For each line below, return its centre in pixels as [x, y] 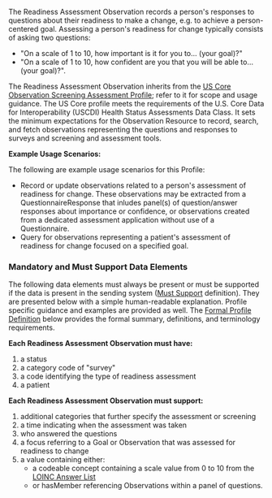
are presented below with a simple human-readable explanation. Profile [128, 302]
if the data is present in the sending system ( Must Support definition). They [134, 293]
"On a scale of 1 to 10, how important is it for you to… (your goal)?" [132, 53]
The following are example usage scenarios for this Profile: [107, 169]
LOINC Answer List [64, 477]
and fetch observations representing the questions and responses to [123, 130]
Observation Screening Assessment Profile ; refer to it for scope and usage [133, 95]
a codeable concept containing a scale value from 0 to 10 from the [143, 468]
